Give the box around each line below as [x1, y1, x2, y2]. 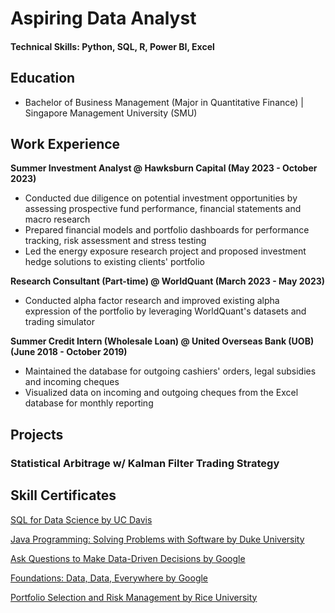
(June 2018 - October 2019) [10, 346, 128, 358]
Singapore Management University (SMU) [24, 107, 198, 119]
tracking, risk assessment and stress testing [24, 235, 207, 247]
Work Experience [10, 135, 121, 152]
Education [10, 70, 76, 87]
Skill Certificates [10, 487, 117, 504]
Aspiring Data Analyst [10, 7, 197, 30]
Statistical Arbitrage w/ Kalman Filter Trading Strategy [10, 456, 280, 470]
